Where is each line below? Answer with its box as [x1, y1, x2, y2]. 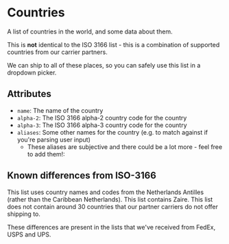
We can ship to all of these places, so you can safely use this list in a [7, 61, 201, 69]
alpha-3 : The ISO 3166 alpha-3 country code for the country [16, 121, 187, 129]
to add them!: [27, 150, 65, 158]
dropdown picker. [7, 68, 57, 77]
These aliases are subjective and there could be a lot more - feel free [27, 142, 223, 151]
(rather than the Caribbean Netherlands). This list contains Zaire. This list [7, 195, 213, 203]
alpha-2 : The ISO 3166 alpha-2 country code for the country [16, 113, 187, 122]
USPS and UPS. [7, 230, 51, 239]
